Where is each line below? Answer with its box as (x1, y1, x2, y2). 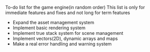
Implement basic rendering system (12, 25, 85, 31)
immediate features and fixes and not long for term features (5, 10, 131, 16)
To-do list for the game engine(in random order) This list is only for (5, 5, 145, 10)
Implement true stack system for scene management (12, 30, 124, 36)
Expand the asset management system (12, 20, 95, 25)
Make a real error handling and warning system (12, 41, 112, 47)
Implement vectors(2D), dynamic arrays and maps (12, 35, 118, 41)
